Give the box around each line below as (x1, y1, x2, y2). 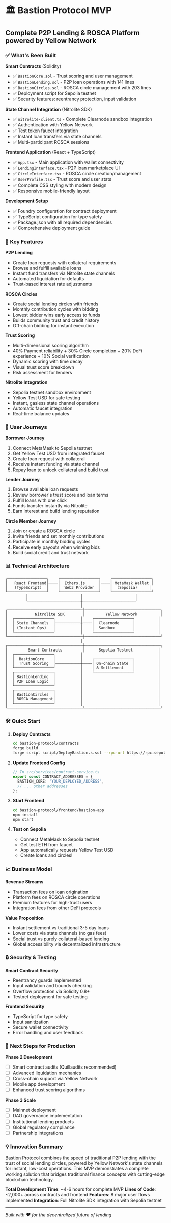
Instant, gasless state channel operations (12, 400, 99, 406)
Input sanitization (12, 1019, 49, 1025)
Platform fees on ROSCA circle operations (12, 894, 101, 900)
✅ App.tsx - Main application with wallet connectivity (12, 159, 124, 165)
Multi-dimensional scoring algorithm (12, 343, 89, 349)
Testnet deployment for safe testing (12, 994, 88, 1000)
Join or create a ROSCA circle (12, 528, 75, 534)
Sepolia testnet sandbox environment (12, 389, 91, 396)
